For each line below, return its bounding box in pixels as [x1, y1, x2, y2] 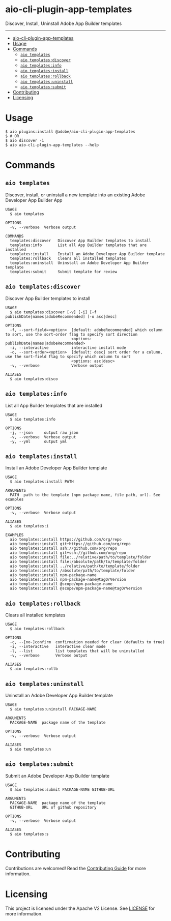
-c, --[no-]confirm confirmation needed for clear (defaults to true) [10, 640, 165, 645]
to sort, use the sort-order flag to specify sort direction [5, 332, 138, 337]
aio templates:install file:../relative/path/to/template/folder [10, 555, 152, 560]
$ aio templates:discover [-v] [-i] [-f [10, 309, 97, 315]
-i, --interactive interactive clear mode [10, 644, 106, 649]
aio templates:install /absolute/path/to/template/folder [10, 568, 136, 573]
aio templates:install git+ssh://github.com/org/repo [10, 550, 126, 555]
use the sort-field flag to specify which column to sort [5, 354, 131, 359]
